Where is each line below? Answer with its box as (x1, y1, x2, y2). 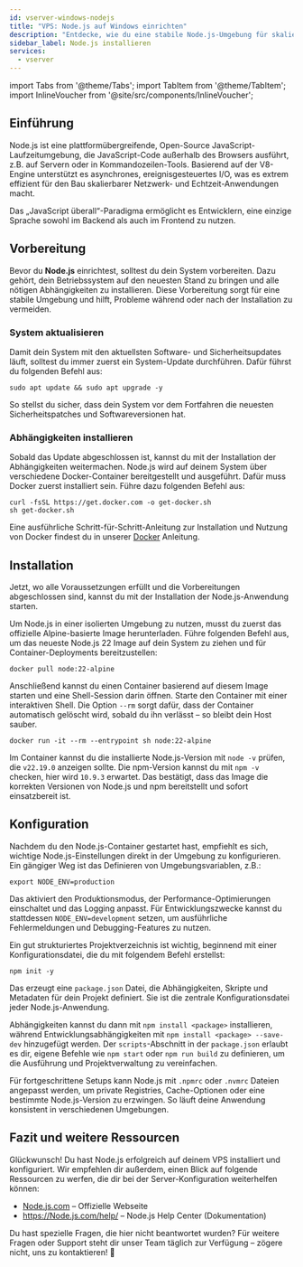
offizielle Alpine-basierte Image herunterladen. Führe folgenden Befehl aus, (9, 628, 289, 639)
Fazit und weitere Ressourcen (9, 1131, 180, 1146)
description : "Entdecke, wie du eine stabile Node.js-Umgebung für (9, 30, 269, 39)
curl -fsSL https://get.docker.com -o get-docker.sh (9, 498, 212, 507)
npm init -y (9, 966, 54, 976)
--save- (255, 1030, 284, 1039)
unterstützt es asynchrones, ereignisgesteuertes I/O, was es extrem (37, 168, 289, 179)
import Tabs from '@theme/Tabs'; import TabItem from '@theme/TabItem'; (9, 80, 287, 90)
